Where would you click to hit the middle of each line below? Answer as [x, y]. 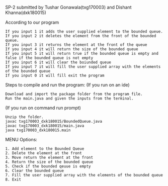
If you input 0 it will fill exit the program [55, 75]
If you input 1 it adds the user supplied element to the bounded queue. [84, 32]
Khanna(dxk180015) [26, 13]
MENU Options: [21, 139]
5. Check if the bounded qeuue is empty [48, 166]
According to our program [32, 22]
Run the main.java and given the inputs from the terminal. [70, 99]
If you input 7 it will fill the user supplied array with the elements [83, 67]
